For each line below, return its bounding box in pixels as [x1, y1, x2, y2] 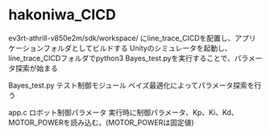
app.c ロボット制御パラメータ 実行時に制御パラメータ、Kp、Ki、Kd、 [8, 107, 239, 117]
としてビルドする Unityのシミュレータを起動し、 [71, 43, 232, 53]
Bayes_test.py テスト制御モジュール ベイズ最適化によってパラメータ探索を [8, 80, 255, 90]
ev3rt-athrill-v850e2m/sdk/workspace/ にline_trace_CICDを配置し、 [8, 33, 235, 43]
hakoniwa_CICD [8, 6, 117, 24]
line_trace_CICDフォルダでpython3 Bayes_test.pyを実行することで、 [8, 53, 235, 63]
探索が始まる [15, 63, 58, 73]
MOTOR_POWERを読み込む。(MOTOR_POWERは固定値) [8, 117, 195, 127]
